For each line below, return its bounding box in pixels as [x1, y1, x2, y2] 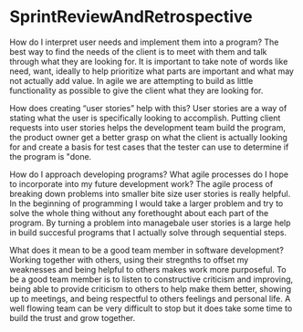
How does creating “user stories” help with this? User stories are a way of [9, 102, 287, 113]
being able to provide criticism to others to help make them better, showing [9, 283, 292, 294]
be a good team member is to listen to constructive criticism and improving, [9, 274, 294, 285]
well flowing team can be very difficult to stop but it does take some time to [9, 303, 293, 314]
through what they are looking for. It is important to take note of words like [9, 56, 288, 67]
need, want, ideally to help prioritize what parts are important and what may [9, 66, 295, 77]
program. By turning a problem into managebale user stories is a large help [9, 217, 291, 228]
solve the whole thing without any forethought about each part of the [9, 207, 269, 218]
